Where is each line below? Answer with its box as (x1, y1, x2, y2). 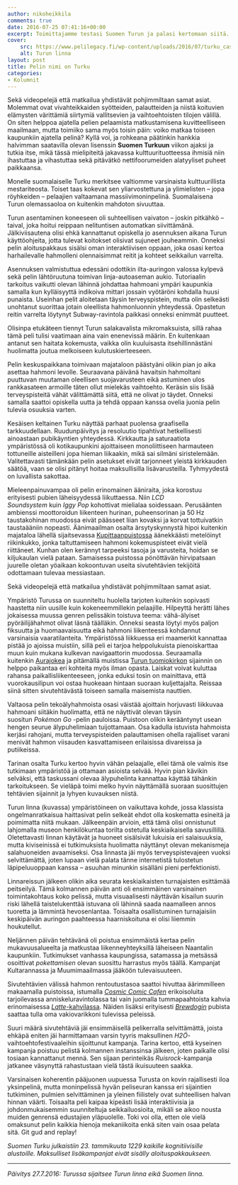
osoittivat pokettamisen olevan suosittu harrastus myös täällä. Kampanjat (7, 959, 221, 967)
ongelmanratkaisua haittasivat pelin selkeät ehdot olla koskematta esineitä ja (7, 811, 230, 819)
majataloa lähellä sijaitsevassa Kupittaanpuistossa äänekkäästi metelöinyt (7, 531, 222, 540)
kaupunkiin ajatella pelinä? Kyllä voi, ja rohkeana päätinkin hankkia (7, 133, 200, 142)
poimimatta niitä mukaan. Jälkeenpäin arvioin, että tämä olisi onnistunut (7, 818, 216, 827)
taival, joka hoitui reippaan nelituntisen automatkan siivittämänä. (7, 221, 194, 230)
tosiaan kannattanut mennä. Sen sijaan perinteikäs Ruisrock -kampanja (7, 1054, 212, 1062)
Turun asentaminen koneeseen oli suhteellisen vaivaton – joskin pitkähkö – (7, 213, 225, 222)
